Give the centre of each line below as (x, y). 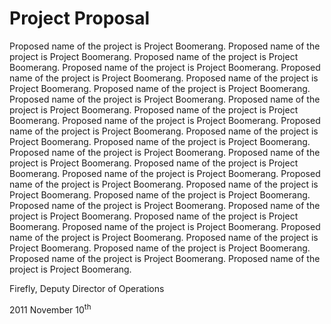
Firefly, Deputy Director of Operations (87, 288)
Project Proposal (80, 18)
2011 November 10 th (50, 309)
